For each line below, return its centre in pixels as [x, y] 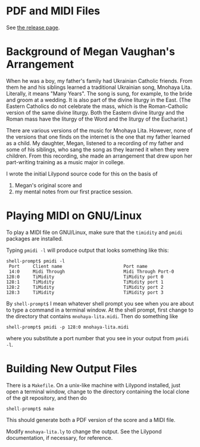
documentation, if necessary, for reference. [60, 437]
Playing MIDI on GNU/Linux [74, 216]
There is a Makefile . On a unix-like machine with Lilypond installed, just [93, 385]
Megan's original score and [48, 185]
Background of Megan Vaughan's [91, 52]
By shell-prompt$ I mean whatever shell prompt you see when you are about [100, 303]
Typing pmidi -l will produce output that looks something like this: [87, 250]
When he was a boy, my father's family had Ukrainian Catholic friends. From [99, 81]
